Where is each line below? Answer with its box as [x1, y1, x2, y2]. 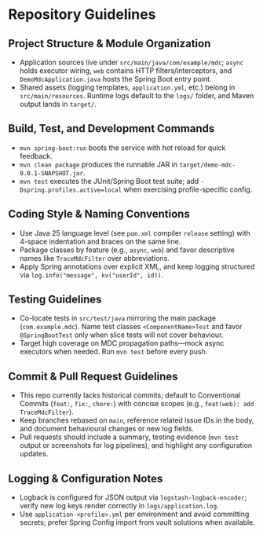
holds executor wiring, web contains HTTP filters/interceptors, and [19, 66, 232, 75]
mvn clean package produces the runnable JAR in [19, 159, 178, 169]
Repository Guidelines [8, 5, 156, 24]
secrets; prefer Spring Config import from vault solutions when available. [19, 518, 255, 527]
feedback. [19, 151, 53, 160]
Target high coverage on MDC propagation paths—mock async [19, 339, 225, 348]
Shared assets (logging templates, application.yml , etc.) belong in [19, 82, 236, 92]
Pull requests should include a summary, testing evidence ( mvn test [19, 432, 239, 442]
